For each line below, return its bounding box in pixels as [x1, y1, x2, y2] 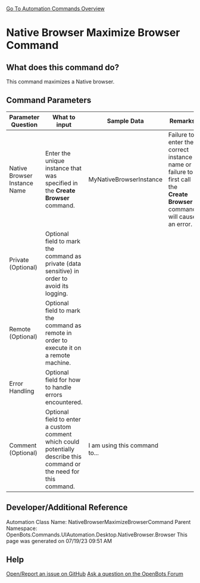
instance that [45, 164, 82, 172]
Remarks [169, 116, 195, 125]
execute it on [45, 343, 82, 352]
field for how [45, 376, 81, 384]
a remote [45, 351, 70, 359]
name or [168, 160, 192, 169]
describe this [45, 452, 82, 461]
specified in [45, 179, 79, 187]
